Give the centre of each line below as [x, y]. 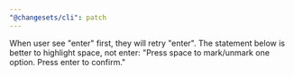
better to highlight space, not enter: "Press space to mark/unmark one [140, 52]
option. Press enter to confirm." [68, 62]
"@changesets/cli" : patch [58, 17]
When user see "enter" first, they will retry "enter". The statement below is [147, 43]
